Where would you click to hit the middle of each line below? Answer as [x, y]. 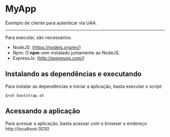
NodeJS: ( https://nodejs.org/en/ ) [47, 47]
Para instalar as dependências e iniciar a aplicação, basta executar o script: [84, 86]
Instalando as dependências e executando [73, 74]
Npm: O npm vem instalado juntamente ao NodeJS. [66, 53]
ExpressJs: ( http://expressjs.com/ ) [49, 58]
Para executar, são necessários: [38, 37]
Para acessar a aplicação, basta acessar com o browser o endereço [76, 123]
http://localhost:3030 [27, 129]
